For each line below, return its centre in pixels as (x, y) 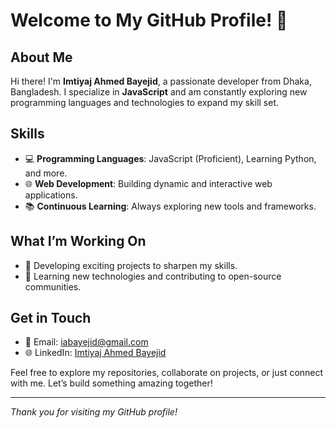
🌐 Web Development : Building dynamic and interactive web (148, 183)
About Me (41, 57)
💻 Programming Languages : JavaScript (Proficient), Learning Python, (170, 158)
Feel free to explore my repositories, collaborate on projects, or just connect (167, 373)
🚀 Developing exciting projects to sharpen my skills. (131, 265)
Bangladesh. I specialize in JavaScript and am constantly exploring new (159, 92)
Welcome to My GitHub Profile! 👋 (149, 20)
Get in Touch (51, 318)
